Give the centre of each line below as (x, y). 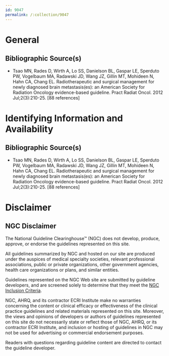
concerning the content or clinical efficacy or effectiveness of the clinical (81, 306)
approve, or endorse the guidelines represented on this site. (68, 244)
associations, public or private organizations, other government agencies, (82, 264)
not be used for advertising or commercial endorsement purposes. (75, 333)
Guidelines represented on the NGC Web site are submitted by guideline (80, 279)
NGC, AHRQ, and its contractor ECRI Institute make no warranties (73, 300)
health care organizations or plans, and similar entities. (62, 270)
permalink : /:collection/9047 (37, 15)
